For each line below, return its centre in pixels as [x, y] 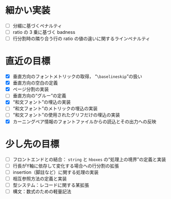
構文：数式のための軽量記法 [42, 191]
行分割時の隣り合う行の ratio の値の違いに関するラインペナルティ [81, 38]
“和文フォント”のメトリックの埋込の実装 [55, 109]
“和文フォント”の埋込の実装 [42, 102]
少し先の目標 [33, 144]
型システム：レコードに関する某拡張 [51, 185]
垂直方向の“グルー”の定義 [39, 96]
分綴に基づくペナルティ [37, 26]
